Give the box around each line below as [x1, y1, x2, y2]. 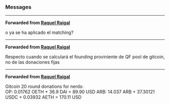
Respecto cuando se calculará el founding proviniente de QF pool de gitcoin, [5, 54, 165, 60]
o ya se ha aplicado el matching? [5, 29, 74, 36]
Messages [5, 4, 32, 11]
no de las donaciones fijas [5, 59, 60, 65]
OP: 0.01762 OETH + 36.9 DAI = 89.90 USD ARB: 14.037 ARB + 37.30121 [5, 89, 155, 95]
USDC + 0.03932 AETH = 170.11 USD [5, 94, 82, 100]
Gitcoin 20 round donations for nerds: [5, 83, 83, 89]
